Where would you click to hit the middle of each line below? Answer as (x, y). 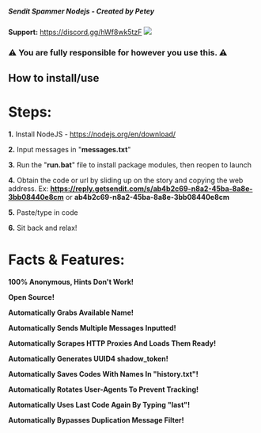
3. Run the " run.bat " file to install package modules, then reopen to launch (130, 165)
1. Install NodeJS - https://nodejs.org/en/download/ (92, 134)
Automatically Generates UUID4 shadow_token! (88, 359)
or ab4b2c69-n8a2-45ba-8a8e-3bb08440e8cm (148, 197)
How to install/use (54, 78)
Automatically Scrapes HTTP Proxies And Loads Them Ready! (112, 343)
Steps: (30, 112)
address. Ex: (28, 189)
